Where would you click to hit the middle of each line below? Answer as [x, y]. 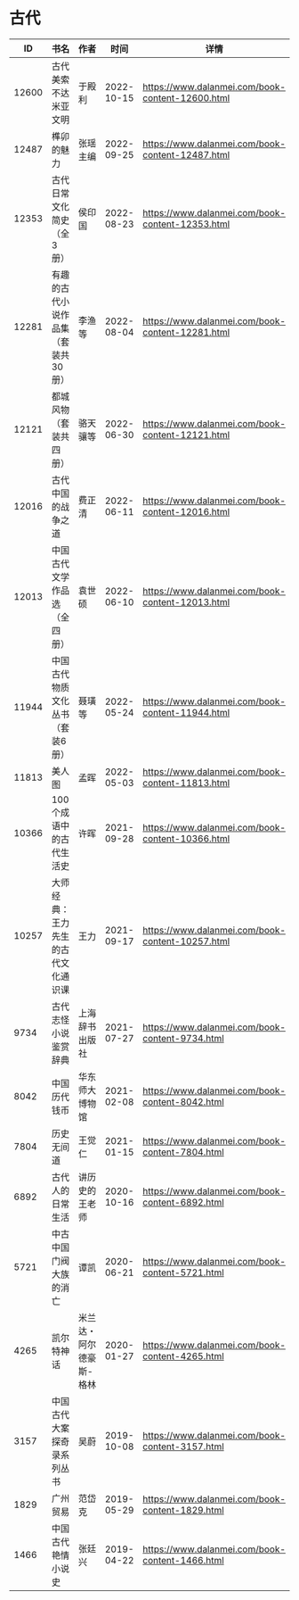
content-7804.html [183, 1152]
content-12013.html [186, 601]
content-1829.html [183, 1510]
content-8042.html [183, 1101]
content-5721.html [183, 1273]
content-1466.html [183, 1560]
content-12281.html [186, 332]
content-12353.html [186, 224]
